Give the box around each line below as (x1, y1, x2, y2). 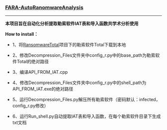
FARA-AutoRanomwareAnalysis (5, 4, 83, 11)
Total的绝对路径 (16, 59, 49, 65)
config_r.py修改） (12, 103, 49, 109)
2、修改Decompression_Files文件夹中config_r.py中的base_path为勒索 (12, 52, 156, 58)
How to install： (5, 31, 39, 37)
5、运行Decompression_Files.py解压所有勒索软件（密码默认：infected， (12, 97, 161, 103)
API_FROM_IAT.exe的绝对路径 (12, 86, 74, 92)
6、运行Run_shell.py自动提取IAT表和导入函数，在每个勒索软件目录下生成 (12, 114, 161, 120)
